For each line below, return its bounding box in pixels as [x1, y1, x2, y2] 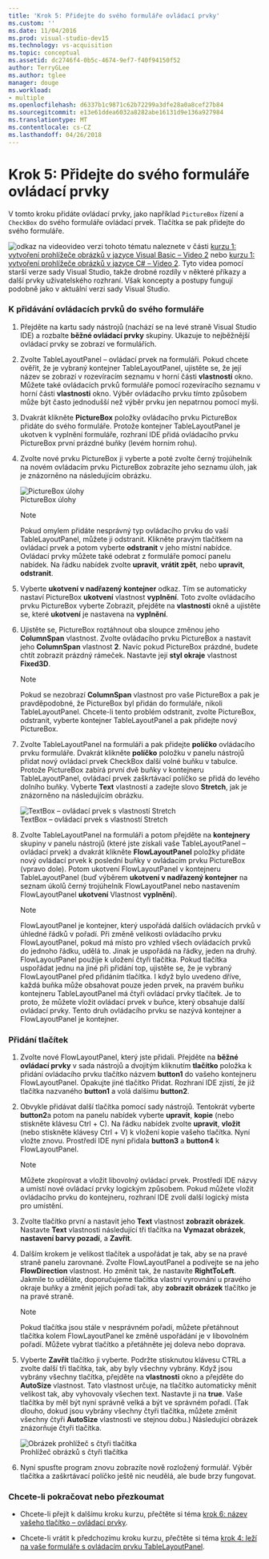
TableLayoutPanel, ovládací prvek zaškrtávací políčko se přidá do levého [19, 773, 260, 783]
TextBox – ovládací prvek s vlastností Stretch [19, 814, 168, 824]
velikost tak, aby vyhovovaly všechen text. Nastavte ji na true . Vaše [19, 1389, 243, 1399]
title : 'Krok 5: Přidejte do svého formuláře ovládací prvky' [8, 11, 220, 20]
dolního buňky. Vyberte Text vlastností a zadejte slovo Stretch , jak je [19, 782, 247, 791]
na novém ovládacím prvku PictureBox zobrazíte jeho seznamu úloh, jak [19, 462, 258, 472]
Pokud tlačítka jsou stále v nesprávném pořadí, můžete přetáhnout [19, 1323, 239, 1332]
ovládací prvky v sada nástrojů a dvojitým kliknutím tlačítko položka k [19, 1061, 252, 1071]
